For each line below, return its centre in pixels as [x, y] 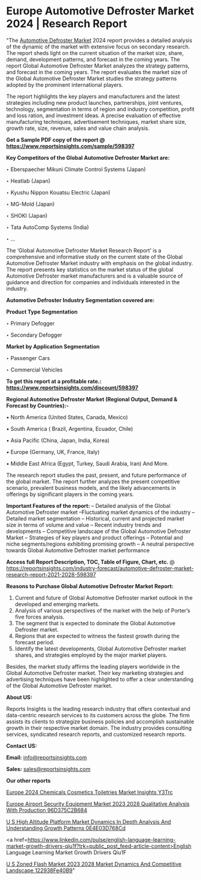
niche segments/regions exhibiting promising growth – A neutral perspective [100, 544]
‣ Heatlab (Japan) [28, 181]
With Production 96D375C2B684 [47, 810]
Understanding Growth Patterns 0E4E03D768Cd [66, 828]
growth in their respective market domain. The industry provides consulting [99, 727]
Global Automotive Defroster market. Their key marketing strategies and [95, 673]
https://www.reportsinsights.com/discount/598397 [72, 388]
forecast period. [35, 642]
